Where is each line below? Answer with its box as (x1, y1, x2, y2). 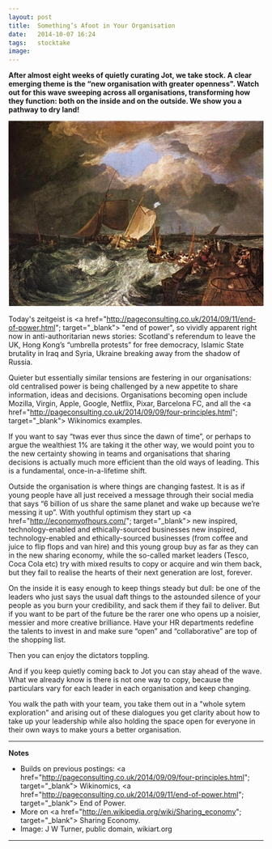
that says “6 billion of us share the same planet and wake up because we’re (8, 499, 261, 508)
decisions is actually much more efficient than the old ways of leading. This (8, 457, 260, 467)
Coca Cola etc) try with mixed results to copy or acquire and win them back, (8, 558, 262, 568)
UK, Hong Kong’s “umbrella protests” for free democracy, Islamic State (8, 340, 244, 350)
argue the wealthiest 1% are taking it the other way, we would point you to (8, 439, 255, 449)
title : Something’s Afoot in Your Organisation (8, 21, 176, 30)
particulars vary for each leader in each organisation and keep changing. (8, 683, 251, 693)
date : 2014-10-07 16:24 (8, 30, 96, 38)
